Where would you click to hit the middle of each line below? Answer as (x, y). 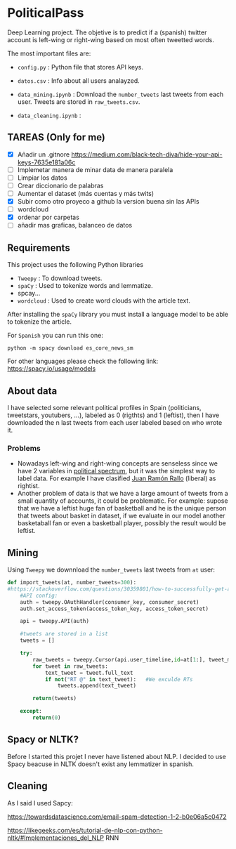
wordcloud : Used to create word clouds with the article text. (104, 301)
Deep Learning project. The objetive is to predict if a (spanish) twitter (107, 32)
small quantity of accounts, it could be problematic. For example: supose (123, 501)
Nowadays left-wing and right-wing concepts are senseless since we (117, 463)
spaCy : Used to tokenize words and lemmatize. (85, 286)
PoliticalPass (46, 13)
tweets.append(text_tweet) (97, 686)
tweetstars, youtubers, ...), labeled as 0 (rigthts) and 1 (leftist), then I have (113, 415)
